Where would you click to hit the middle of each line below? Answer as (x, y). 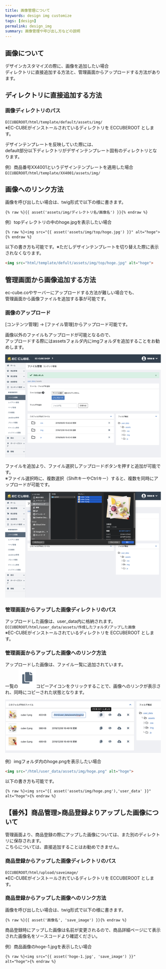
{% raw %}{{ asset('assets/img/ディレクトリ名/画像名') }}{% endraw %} (77, 212)
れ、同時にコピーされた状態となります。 (46, 692)
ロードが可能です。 (33, 484)
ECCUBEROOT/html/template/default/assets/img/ (54, 122)
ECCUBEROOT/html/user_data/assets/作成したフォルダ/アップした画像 (70, 627)
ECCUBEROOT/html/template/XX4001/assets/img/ (53, 173)
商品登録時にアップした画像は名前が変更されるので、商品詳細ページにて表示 (83, 930)
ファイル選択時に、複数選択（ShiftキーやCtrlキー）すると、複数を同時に (81, 478)
